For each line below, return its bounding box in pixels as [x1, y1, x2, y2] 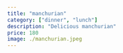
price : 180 [7, 29, 39, 36]
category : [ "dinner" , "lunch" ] [7, 17, 98, 23]
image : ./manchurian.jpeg [7, 36, 82, 43]
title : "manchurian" [7, 10, 67, 17]
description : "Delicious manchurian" [7, 23, 117, 30]
